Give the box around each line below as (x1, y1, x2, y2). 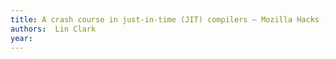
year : (10, 33, 33, 43)
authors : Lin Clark (10, 24, 97, 34)
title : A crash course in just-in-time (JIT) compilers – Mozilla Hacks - (10, 14, 329, 25)
